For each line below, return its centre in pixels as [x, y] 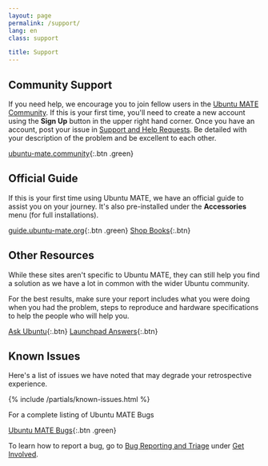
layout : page [30, 16]
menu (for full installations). [53, 215]
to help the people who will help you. [69, 316]
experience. [28, 384]
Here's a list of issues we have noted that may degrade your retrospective [130, 376]
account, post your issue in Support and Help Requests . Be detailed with [128, 129]
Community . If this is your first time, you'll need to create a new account [127, 112]
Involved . [23, 454]
